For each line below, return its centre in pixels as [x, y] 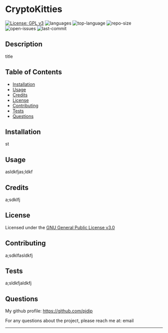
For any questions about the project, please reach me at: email [69, 321]
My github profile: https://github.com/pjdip [49, 311]
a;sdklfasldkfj [19, 255]
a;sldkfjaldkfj [18, 283]
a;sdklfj [13, 200]
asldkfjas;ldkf [19, 172]
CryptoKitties [34, 9]
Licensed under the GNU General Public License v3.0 [60, 227]
